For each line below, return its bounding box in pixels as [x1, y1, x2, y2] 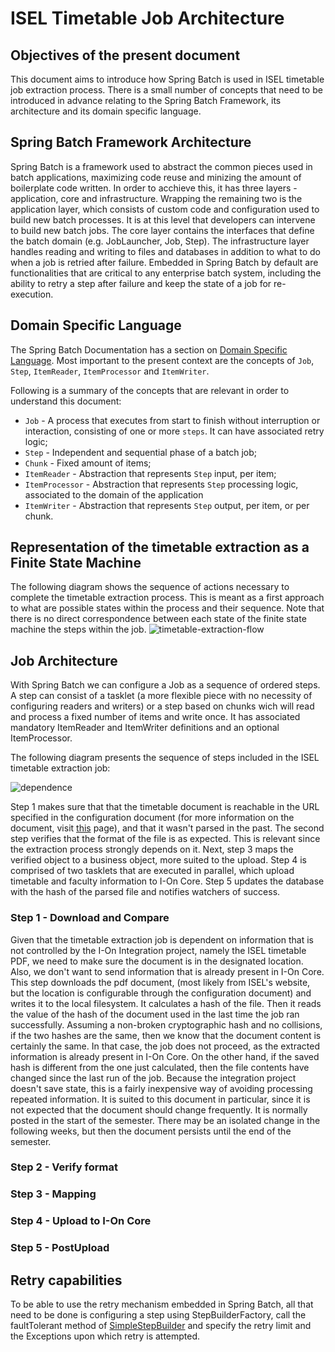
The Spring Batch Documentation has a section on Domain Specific [10, 343, 288, 356]
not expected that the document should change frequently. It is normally [10, 1103, 308, 1116]
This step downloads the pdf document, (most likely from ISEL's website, [10, 976, 311, 988]
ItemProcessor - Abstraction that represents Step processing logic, [24, 478, 299, 490]
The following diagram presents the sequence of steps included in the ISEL [10, 752, 320, 764]
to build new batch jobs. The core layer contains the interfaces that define [10, 224, 315, 236]
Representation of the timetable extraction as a [10, 539, 310, 556]
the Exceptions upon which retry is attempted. [10, 1330, 201, 1342]
